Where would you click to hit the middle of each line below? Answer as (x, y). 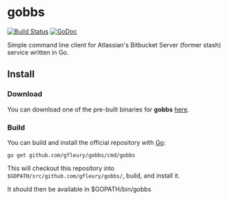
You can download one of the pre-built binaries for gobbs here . (98, 109)
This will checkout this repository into (61, 168)
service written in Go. (38, 52)
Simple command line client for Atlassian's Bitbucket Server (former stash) (114, 45)
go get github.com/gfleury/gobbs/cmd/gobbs (71, 155)
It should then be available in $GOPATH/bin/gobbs (79, 189)
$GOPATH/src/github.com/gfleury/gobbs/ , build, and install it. (93, 176)
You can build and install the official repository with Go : (86, 142)
